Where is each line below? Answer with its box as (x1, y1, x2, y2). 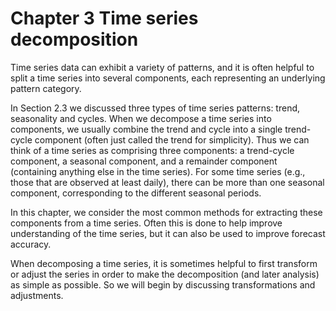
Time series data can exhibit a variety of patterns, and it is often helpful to (10, 61, 315, 73)
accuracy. (10, 238, 52, 250)
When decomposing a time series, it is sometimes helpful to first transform (10, 257, 318, 269)
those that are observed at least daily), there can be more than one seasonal (10, 176, 325, 188)
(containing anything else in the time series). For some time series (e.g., (10, 165, 306, 177)
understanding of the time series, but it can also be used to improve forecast (10, 227, 326, 239)
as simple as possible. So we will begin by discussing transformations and (10, 278, 316, 291)
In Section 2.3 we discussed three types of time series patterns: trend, (10, 102, 301, 114)
